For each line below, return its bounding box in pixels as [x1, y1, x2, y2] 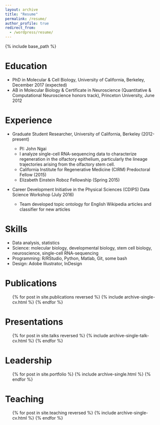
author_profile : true [5, 21, 49, 26]
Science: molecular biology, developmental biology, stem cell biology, [12, 245, 152, 250]
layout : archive [5, 7, 38, 12]
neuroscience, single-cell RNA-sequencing [12, 250, 99, 256]
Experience [5, 115, 52, 126]
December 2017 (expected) [12, 82, 67, 88]
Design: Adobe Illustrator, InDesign [12, 260, 82, 266]
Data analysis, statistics [12, 240, 60, 246]
